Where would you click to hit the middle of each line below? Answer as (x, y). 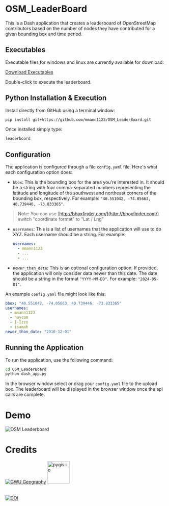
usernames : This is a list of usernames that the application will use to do (87, 229)
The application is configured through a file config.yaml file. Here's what (81, 167)
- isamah (19, 327)
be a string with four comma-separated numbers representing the (82, 188)
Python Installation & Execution (56, 98)
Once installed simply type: (34, 129)
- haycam (19, 318)
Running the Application (45, 348)
